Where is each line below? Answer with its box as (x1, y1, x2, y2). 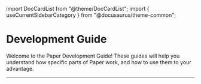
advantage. (6, 65, 34, 72)
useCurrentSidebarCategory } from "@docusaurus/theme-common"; (6, 11, 176, 19)
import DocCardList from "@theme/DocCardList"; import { (6, 5, 150, 12)
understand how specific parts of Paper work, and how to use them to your (6, 58, 191, 65)
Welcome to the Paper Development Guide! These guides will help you (6, 52, 180, 59)
